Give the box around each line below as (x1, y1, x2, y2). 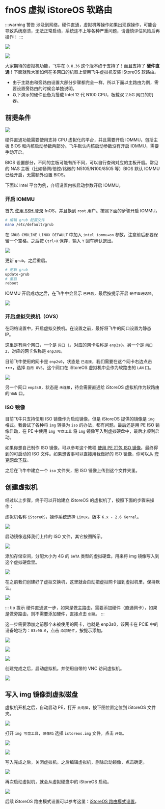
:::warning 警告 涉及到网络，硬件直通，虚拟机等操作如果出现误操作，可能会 (5, 22, 157, 28)
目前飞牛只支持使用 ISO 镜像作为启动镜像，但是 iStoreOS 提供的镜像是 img (5, 416, 155, 421)
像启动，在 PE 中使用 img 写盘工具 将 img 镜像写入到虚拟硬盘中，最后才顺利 (5, 428, 156, 434)
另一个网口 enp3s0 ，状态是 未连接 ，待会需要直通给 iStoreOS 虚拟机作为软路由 (5, 384, 160, 390)
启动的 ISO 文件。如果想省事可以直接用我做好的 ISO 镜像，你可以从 (18, 450, 154, 457)
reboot (5, 281, 19, 286)
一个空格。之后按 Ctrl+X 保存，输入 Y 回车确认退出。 (9, 238, 116, 244)
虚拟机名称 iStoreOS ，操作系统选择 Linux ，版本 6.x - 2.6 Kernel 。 (5, 514, 141, 520)
